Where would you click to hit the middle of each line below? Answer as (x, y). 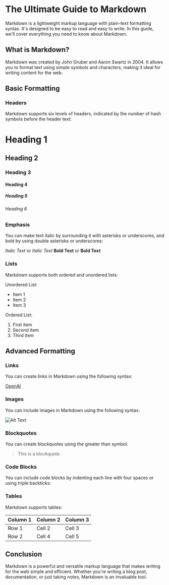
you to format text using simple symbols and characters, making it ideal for (83, 67)
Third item (23, 335)
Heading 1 (26, 139)
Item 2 (19, 300)
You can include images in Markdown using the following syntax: (73, 410)
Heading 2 (22, 158)
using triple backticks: (28, 483)
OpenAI (13, 386)
